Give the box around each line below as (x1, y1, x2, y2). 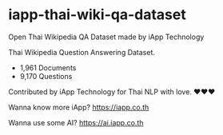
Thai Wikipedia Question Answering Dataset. (8, 47, 156, 57)
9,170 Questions (19, 71, 73, 81)
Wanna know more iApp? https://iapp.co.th (8, 102, 149, 112)
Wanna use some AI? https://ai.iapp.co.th (8, 117, 144, 127)
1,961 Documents (19, 62, 77, 73)
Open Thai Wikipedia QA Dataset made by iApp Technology (8, 32, 205, 42)
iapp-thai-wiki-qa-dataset (8, 6, 186, 24)
